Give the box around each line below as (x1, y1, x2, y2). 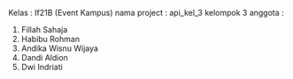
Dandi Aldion (20, 53, 68, 62)
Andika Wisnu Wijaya (20, 43, 99, 54)
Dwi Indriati (20, 61, 63, 72)
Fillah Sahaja (20, 25, 68, 34)
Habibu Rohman (20, 34, 81, 44)
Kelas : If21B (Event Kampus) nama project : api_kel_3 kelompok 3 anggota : (8, 8, 284, 18)
